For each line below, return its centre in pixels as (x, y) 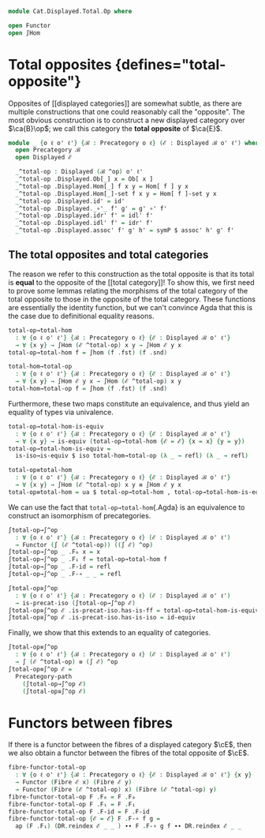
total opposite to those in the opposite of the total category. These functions (132, 299)
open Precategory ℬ (48, 150)
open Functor (30, 25)
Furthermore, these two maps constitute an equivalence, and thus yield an (129, 403)
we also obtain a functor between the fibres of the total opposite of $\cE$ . (129, 753)
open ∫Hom (24, 33)
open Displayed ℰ (44, 158)
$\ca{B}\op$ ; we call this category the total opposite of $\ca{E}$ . (116, 128)
